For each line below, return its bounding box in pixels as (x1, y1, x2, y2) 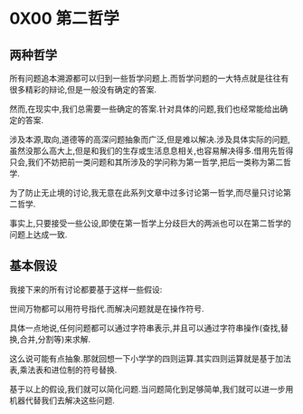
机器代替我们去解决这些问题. (9, 395, 116, 406)
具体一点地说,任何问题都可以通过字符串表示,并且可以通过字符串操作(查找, (9, 323, 281, 333)
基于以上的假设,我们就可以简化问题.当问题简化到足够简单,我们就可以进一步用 (9, 383, 294, 394)
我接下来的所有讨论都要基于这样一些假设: (9, 284, 163, 294)
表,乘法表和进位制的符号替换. (9, 364, 118, 375)
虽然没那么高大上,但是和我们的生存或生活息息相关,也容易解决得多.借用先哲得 (9, 146, 294, 156)
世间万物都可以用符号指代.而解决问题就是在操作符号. (9, 303, 205, 313)
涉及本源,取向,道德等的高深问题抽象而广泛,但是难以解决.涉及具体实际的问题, (9, 134, 291, 145)
